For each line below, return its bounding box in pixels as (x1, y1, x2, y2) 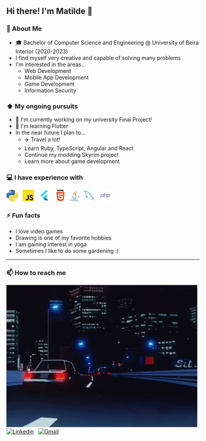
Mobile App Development (24, 73, 89, 81)
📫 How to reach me (6, 268, 66, 277)
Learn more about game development (24, 157, 120, 165)
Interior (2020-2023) (15, 47, 69, 55)
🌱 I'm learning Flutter (15, 122, 69, 129)
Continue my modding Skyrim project (24, 151, 119, 158)
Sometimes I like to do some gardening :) (15, 247, 119, 254)
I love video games (15, 227, 63, 235)
